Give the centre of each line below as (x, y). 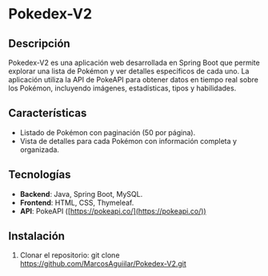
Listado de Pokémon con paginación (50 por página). (108, 132)
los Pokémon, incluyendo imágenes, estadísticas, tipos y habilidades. (122, 88)
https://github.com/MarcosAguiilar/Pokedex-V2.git (103, 264)
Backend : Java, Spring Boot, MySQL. (81, 194)
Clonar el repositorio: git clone (70, 255)
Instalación (37, 236)
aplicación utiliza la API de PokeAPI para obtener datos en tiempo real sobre (133, 80)
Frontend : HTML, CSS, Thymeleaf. (77, 202)
